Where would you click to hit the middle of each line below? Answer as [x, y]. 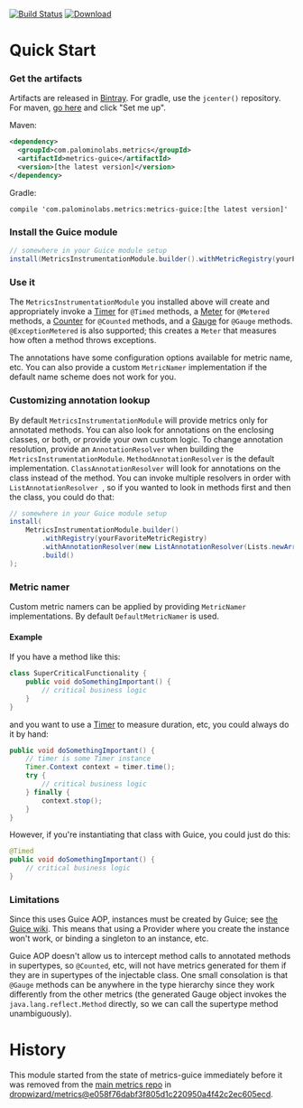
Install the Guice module [64, 232]
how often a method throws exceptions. [83, 340]
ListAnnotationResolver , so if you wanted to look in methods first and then [150, 487]
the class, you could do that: [62, 497]
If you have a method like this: [65, 657]
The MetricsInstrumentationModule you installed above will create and [140, 302]
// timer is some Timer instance [88, 759]
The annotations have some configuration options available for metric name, [151, 358]
